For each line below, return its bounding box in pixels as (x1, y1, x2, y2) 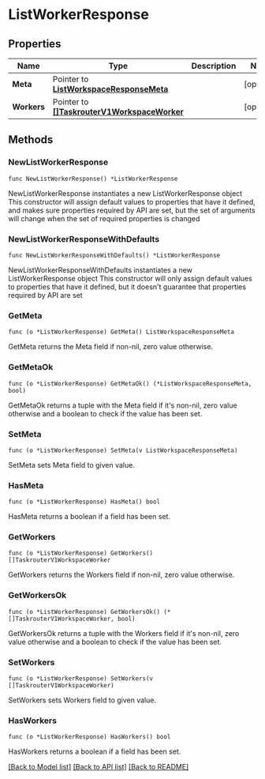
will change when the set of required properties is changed (8, 213, 200, 223)
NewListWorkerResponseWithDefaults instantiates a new (8, 265, 193, 274)
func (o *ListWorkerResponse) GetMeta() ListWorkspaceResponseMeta (8, 328, 235, 337)
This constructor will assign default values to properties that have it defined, (8, 197, 256, 206)
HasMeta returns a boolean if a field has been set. (8, 512, 171, 521)
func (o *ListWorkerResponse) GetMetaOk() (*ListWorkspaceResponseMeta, (8, 379, 252, 388)
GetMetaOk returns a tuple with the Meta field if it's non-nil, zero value (8, 401, 238, 410)
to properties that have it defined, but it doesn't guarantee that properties (8, 282, 247, 292)
